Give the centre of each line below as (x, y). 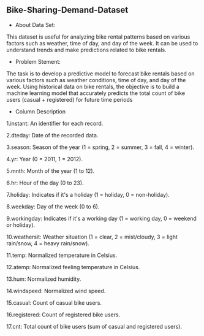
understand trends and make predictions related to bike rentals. (86, 50)
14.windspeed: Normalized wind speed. (56, 291)
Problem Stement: (38, 61)
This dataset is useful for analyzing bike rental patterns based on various (98, 37)
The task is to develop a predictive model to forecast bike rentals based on (100, 74)
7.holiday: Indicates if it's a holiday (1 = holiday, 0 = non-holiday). (88, 194)
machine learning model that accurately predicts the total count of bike (96, 93)
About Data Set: (35, 25)
